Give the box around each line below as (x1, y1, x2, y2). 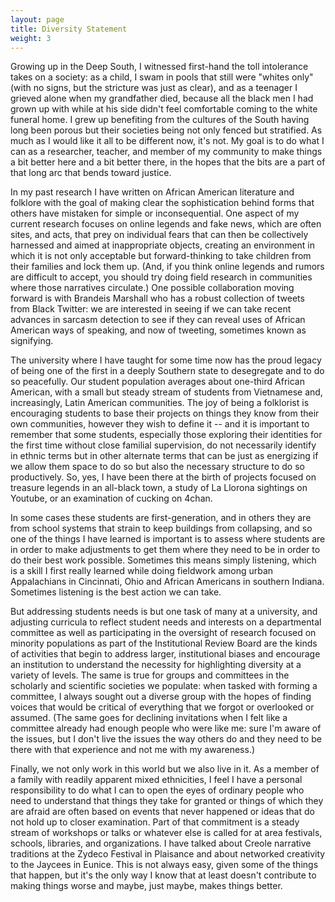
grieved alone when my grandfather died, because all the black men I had (10, 92, 314, 105)
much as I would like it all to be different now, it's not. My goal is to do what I (10, 135, 325, 147)
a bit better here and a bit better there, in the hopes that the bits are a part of (10, 156, 326, 168)
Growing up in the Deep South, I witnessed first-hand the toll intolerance (10, 61, 309, 73)
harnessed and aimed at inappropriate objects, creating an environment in (10, 239, 316, 251)
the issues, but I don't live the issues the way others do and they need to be (10, 733, 322, 745)
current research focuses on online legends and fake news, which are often (10, 218, 322, 230)
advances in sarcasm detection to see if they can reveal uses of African (10, 314, 306, 326)
